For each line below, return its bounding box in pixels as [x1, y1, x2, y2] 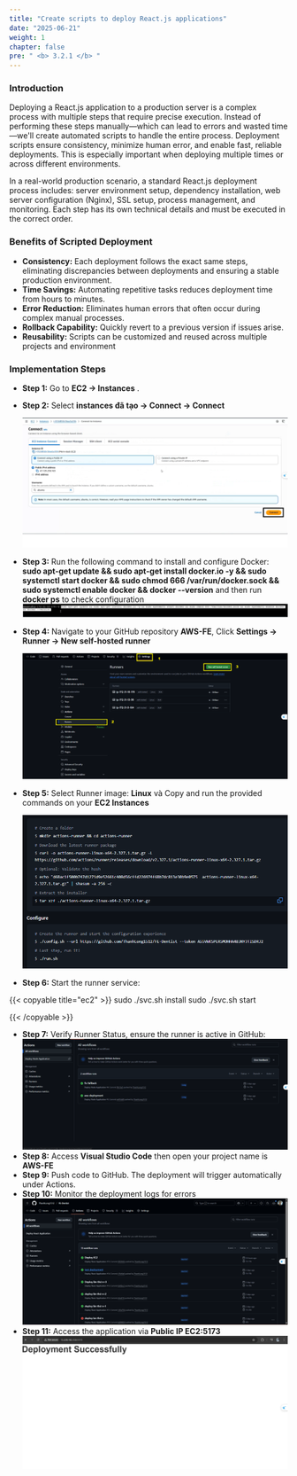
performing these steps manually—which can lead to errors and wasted [9, 121, 270, 132]
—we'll [9, 130, 34, 141]
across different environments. [9, 159, 121, 169]
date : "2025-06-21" [9, 23, 81, 33]
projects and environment [21, 340, 117, 351]
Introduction [9, 82, 64, 95]
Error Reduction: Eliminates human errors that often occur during [21, 302, 261, 314]
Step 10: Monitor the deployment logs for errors [21, 1188, 196, 1199]
